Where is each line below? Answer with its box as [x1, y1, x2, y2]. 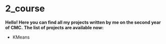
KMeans [12, 34, 30, 40]
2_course [5, 3, 45, 14]
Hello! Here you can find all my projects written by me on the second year [5, 19, 161, 25]
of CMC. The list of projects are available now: [5, 24, 104, 30]
